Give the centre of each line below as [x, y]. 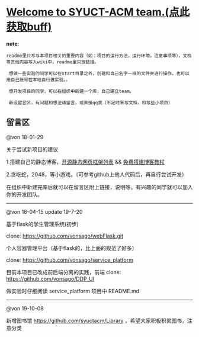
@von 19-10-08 [25, 308]
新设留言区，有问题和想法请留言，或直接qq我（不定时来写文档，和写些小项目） [91, 102]
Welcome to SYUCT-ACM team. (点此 [98, 12]
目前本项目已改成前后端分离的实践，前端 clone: [64, 272]
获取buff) [29, 27]
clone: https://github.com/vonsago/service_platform [70, 260]
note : [13, 44]
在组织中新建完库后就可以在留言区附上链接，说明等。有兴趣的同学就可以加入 [99, 187]
